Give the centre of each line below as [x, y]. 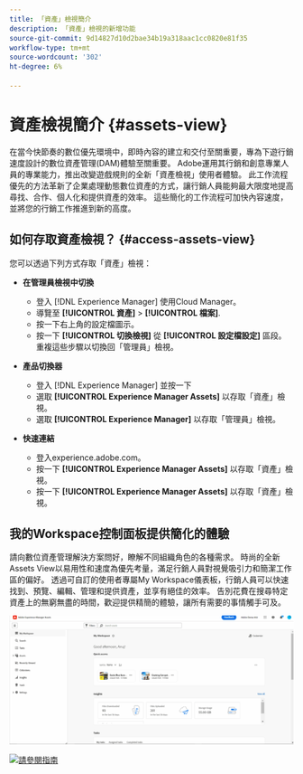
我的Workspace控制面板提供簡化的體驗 [119, 534]
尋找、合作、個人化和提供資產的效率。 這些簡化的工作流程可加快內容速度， [149, 197]
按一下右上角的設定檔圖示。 [87, 324]
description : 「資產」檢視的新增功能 [73, 28]
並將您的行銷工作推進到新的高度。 [73, 208]
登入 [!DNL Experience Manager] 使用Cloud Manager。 [138, 301]
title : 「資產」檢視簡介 [50, 19]
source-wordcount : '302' [56, 57]
